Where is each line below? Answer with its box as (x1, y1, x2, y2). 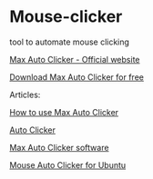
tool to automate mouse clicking (9, 36, 130, 47)
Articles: (9, 89, 41, 100)
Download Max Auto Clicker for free (9, 71, 144, 83)
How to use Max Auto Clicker (9, 106, 119, 117)
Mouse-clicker (9, 6, 123, 27)
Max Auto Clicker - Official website (9, 54, 140, 65)
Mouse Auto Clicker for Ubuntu (9, 159, 127, 170)
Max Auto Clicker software (9, 142, 109, 153)
